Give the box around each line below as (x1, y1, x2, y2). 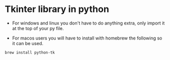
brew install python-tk (5, 50, 55, 55)
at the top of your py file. (12, 25, 64, 31)
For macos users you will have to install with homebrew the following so (12, 35, 162, 41)
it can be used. (12, 40, 44, 46)
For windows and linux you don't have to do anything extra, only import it (12, 20, 165, 26)
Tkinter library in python (5, 3, 110, 15)
